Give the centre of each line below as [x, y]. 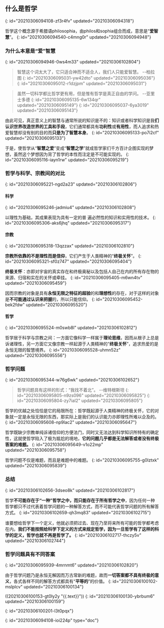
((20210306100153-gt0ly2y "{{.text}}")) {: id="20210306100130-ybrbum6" [80, 596]
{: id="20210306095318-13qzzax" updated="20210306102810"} [70, 246]
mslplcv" [14, 586]
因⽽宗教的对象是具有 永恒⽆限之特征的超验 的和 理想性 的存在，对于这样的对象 [82, 293]
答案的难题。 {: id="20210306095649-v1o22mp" [54, 445]
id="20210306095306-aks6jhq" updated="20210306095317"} [68, 223]
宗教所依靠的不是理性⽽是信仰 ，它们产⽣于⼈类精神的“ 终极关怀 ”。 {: [73, 256]
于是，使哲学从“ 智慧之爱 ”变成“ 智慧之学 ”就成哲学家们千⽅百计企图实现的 [77, 148]
